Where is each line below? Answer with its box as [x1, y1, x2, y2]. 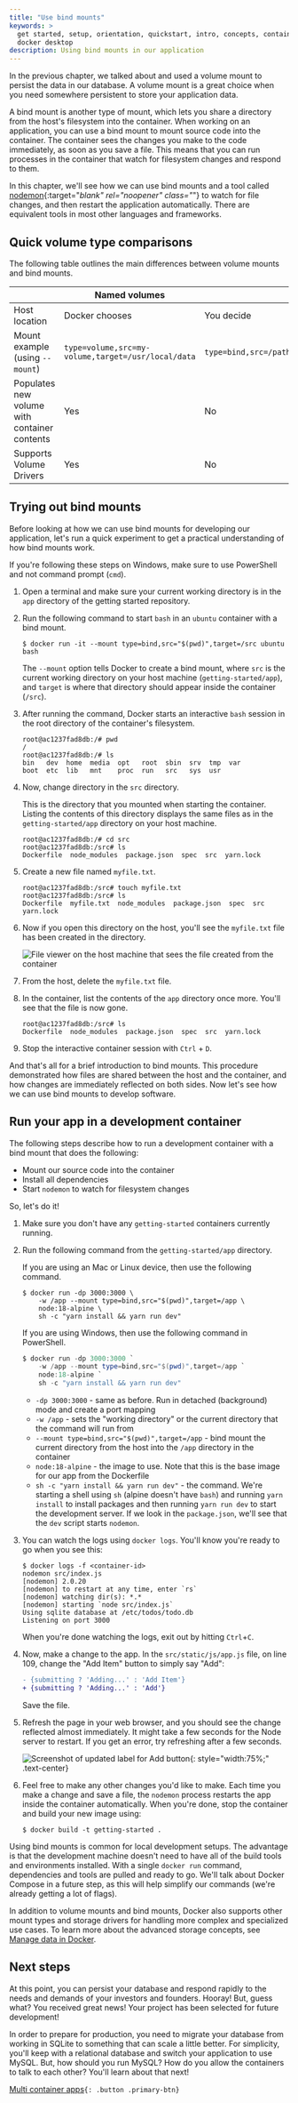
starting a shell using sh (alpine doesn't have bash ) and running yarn [35, 1489, 284, 1500]
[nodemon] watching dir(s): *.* [21, 1593, 142, 1601]
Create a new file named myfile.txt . [21, 866, 156, 877]
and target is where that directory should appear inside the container [21, 681, 277, 692]
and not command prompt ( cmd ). [9, 568, 127, 579]
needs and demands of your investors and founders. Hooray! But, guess [9, 1993, 273, 2003]
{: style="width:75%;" [189, 1753, 270, 1763]
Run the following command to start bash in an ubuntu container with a [21, 613, 278, 623]
